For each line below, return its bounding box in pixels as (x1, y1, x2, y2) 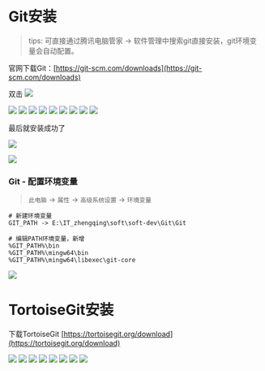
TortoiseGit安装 (8, 301, 114, 319)
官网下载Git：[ (8, 63, 57, 73)
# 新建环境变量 (8, 212, 53, 220)
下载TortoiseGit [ (8, 330, 65, 339)
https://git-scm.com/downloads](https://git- (55, 63, 203, 73)
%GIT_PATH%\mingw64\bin (8, 249, 89, 257)
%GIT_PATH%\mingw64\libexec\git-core (8, 257, 136, 265)
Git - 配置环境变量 (8, 175, 79, 187)
